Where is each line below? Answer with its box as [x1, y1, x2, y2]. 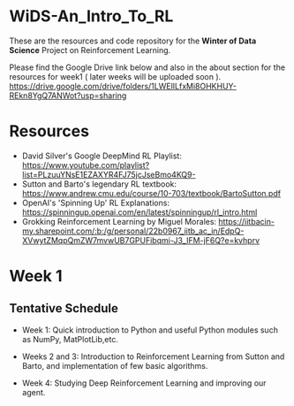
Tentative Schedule [9, 301, 119, 316]
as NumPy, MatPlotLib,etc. [21, 333, 119, 344]
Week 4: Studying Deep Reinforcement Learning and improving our [21, 378, 267, 388]
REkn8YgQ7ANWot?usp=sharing [9, 90, 127, 101]
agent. [21, 387, 46, 397]
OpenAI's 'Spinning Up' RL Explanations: [21, 197, 170, 208]
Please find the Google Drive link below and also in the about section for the [9, 62, 285, 73]
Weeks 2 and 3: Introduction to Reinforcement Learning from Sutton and [21, 351, 285, 362]
